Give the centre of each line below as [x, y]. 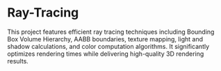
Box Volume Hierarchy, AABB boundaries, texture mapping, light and [105, 39]
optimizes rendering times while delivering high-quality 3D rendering [106, 54]
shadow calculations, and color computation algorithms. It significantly [108, 46]
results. [18, 61]
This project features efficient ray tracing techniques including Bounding [111, 32]
